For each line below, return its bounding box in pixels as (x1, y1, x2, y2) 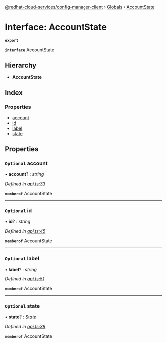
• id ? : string (5, 218, 31, 225)
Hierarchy (5, 61, 37, 69)
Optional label (5, 255, 40, 262)
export (5, 38, 19, 43)
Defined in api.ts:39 (5, 324, 46, 330)
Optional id (5, 207, 32, 214)
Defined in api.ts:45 (5, 228, 46, 234)
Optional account (5, 160, 48, 167)
